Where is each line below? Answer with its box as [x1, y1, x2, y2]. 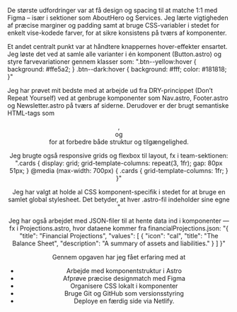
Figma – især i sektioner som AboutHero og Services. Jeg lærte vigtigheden [7, 13, 229, 22]
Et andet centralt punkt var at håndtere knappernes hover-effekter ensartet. [7, 43, 228, 50]
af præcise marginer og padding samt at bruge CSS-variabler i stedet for [7, 21, 219, 29]
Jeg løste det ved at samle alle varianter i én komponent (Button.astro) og [7, 50, 221, 58]
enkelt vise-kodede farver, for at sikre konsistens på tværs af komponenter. [7, 28, 228, 37]
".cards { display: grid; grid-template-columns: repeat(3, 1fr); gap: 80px [15, 159, 223, 167]
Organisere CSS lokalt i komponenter [70, 282, 178, 290]
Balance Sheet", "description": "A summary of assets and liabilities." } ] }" [12, 239, 226, 247]
